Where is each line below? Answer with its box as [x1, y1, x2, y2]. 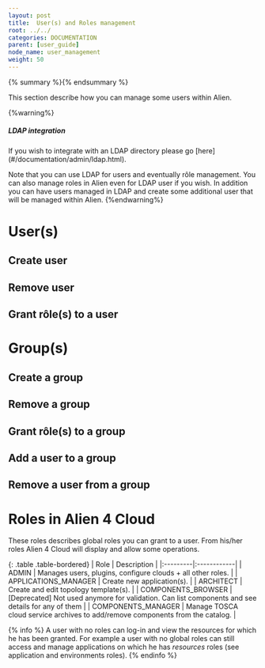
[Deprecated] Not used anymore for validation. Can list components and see [8, 594, 257, 603]
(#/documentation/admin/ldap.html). [8, 154, 127, 164]
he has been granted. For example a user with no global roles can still [8, 634, 235, 643]
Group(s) [8, 339, 69, 357]
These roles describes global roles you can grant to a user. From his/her [8, 536, 243, 545]
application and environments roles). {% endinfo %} [8, 651, 178, 660]
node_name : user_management [8, 48, 101, 56]
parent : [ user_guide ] [8, 41, 80, 49]
